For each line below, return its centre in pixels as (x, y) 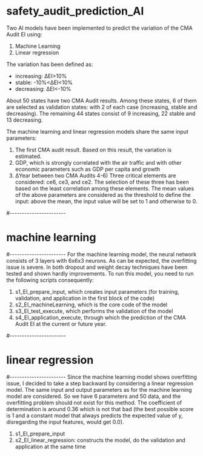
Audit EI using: (24, 34)
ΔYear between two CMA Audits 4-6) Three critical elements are (96, 175)
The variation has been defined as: (50, 64)
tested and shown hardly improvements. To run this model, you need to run (100, 273)
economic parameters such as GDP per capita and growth (88, 169)
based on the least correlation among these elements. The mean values (105, 188)
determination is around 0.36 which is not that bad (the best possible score (100, 409)
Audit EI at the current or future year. (61, 324)
